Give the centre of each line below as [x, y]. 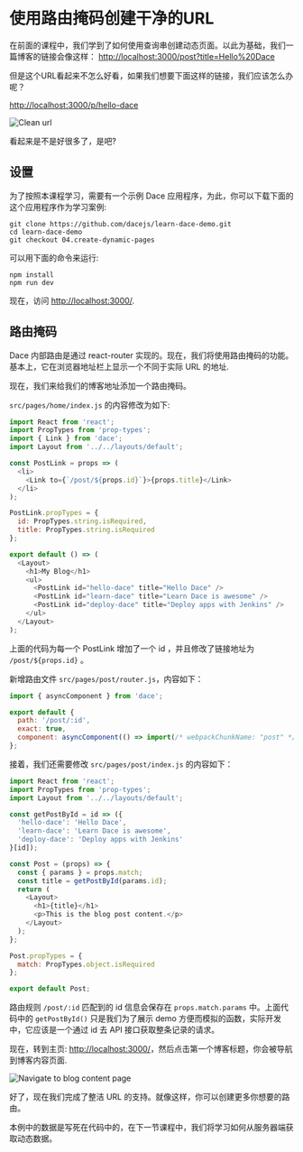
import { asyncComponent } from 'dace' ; [87, 696]
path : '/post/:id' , [54, 721]
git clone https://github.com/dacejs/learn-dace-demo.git [120, 224]
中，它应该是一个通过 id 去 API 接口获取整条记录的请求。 [115, 1030]
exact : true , [42, 729]
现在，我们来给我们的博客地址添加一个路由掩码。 [100, 385]
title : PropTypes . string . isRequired [86, 530]
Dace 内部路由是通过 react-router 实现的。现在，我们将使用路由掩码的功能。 [151, 355]
